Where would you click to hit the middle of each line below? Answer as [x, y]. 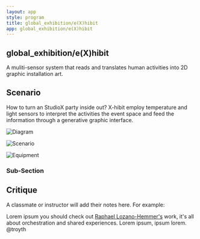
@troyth [16, 229]
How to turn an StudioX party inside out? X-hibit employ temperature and [97, 107]
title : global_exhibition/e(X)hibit [52, 23]
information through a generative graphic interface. [70, 120]
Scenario [23, 93]
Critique [22, 190]
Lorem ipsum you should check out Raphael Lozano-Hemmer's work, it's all [100, 216]
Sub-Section [25, 170]
